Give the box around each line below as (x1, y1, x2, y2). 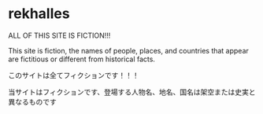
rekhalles (8, 5, 70, 23)
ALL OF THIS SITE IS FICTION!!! (8, 31, 111, 40)
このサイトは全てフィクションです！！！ (8, 70, 139, 79)
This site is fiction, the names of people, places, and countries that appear (8, 46, 250, 55)
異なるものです (8, 97, 57, 106)
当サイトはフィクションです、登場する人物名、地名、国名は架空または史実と (8, 87, 256, 97)
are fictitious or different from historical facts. (8, 54, 156, 64)
